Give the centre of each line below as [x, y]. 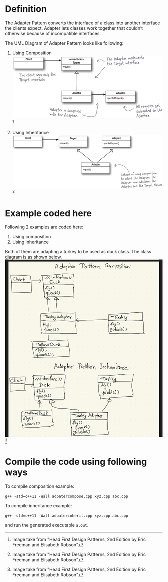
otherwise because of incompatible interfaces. [53, 33]
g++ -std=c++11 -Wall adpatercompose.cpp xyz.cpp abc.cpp [67, 496]
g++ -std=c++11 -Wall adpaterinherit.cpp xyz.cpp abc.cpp [67, 516]
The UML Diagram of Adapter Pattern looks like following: [64, 43]
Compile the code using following [76, 461]
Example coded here [49, 213]
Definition [26, 9]
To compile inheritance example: [39, 505]
